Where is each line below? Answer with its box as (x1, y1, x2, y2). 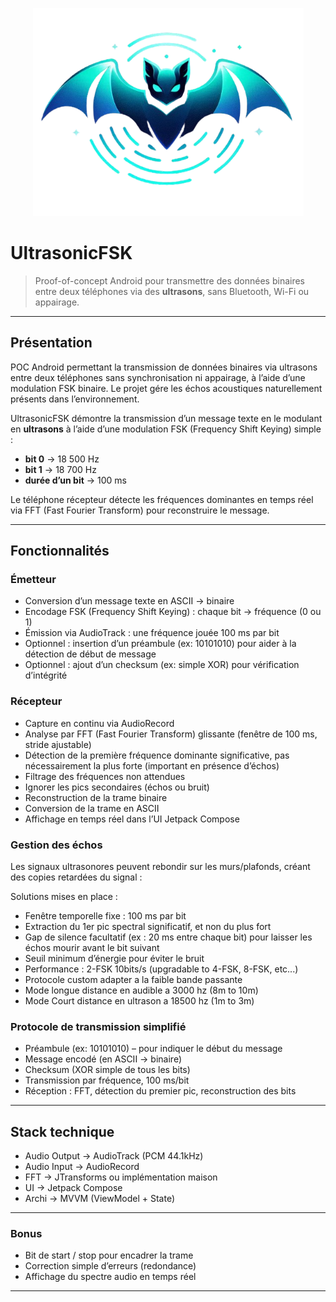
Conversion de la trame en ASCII (24, 802, 160, 814)
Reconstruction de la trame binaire (24, 791, 168, 803)
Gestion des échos (10, 838, 103, 852)
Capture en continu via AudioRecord (24, 717, 175, 729)
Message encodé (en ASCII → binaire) (24, 1053, 183, 1065)
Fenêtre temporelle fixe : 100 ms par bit (24, 910, 187, 922)
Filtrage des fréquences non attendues (24, 770, 186, 782)
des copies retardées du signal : (10, 871, 143, 883)
